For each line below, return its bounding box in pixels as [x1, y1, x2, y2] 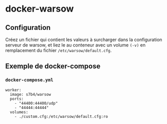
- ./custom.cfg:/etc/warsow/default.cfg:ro [14, 114, 108, 119]
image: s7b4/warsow [10, 92, 51, 97]
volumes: [10, 109, 29, 114]
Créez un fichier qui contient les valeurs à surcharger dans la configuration [5, 36, 162, 43]
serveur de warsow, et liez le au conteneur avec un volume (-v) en [5, 42, 146, 48]
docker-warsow [5, 3, 74, 15]
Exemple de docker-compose [5, 62, 101, 71]
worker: [5, 87, 22, 93]
